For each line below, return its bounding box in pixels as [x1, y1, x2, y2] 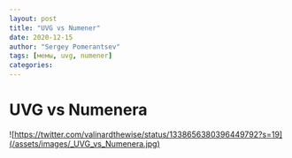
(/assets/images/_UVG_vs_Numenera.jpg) [9, 138, 161, 149]
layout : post [9, 14, 58, 23]
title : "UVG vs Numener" [9, 23, 101, 33]
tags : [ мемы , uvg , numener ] [9, 51, 113, 61]
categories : [9, 61, 53, 70]
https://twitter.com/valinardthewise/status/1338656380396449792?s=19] [14, 129, 283, 139]
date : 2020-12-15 [9, 33, 73, 41]
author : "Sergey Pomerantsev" [9, 42, 121, 51]
